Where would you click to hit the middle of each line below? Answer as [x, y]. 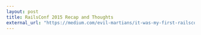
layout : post [22, 12]
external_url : [24, 23]
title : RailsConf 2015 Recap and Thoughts [60, 17]
